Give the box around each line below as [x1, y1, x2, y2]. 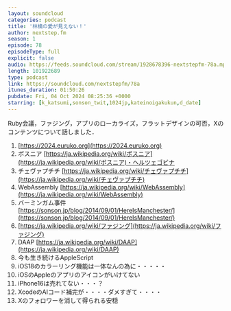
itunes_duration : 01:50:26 [8, 87, 85, 93]
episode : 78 [8, 42, 42, 49]
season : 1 [8, 36, 36, 43]
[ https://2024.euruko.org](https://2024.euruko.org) [17, 141, 162, 150]
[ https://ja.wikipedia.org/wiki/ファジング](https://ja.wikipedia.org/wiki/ [17, 221, 215, 230]
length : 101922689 [8, 67, 60, 74]
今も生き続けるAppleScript [17, 253, 94, 262]
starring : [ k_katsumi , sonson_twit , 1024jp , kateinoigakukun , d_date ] [8, 100, 202, 106]
